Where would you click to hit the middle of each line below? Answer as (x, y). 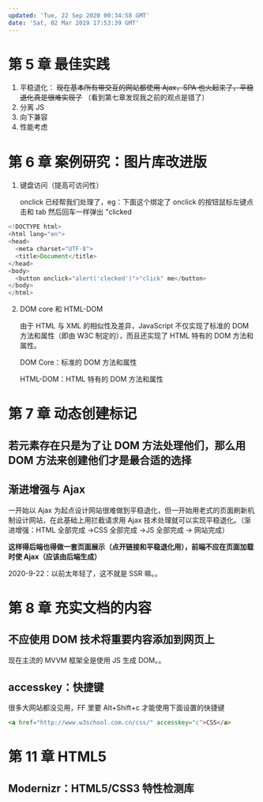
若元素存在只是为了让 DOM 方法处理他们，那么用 (127, 446)
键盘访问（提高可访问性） (61, 186)
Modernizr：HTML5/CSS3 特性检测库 (101, 788)
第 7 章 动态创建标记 (73, 414)
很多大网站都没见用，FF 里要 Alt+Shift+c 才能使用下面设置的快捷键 (116, 708)
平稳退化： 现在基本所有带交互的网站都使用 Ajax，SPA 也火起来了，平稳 (137, 88)
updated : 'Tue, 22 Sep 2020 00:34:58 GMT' (79, 15)
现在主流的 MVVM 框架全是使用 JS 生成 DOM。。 (87, 660)
